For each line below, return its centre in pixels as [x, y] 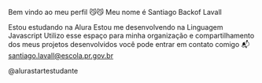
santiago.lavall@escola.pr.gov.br [61, 56]
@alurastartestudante [43, 71]
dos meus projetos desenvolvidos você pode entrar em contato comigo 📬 [129, 44]
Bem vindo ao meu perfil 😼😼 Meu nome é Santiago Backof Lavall [115, 12]
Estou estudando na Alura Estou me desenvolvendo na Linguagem [116, 27]
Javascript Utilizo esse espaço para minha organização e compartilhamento [131, 36]
